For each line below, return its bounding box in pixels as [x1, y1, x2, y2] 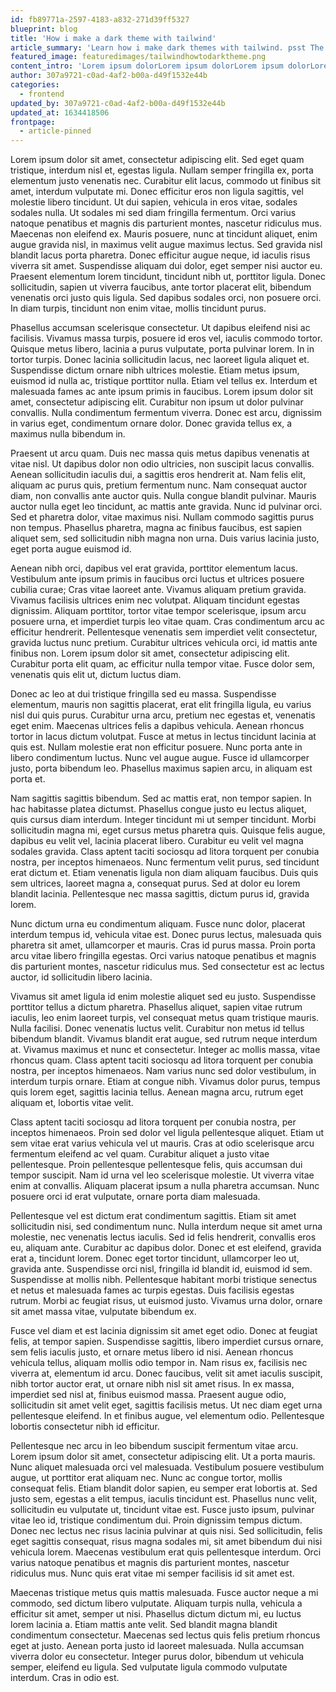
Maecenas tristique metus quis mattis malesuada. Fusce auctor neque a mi [10, 1587, 319, 1599]
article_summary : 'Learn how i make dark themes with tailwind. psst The [10, 42, 325, 53]
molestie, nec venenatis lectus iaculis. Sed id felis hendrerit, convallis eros [10, 1231, 317, 1243]
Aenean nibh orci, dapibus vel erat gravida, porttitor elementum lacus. [10, 562, 298, 575]
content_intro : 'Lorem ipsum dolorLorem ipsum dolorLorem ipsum [10, 61, 284, 71]
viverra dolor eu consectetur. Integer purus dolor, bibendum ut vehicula [10, 1651, 305, 1663]
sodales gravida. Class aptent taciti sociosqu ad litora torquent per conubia [10, 846, 320, 858]
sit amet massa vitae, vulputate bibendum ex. [10, 1306, 197, 1318]
